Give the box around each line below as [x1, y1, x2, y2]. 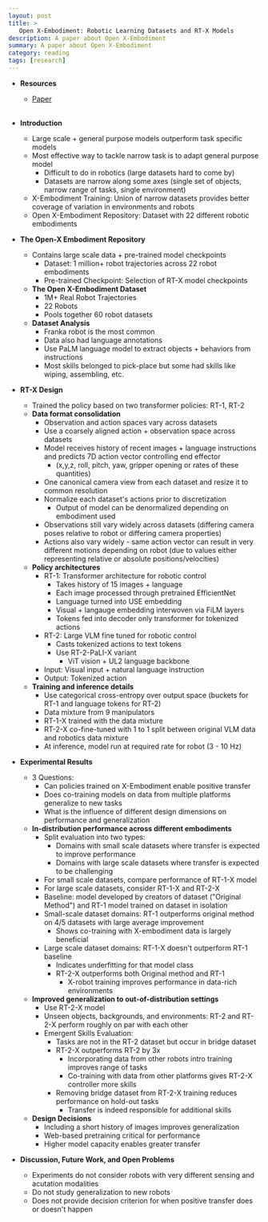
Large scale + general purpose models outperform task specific [31, 133, 242, 143]
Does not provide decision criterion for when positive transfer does [31, 1196, 254, 1205]
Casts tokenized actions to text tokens [55, 639, 182, 648]
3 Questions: [31, 772, 74, 782]
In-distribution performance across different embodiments [31, 823, 232, 833]
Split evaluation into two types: [43, 832, 146, 842]
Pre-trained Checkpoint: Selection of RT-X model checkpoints [43, 275, 248, 285]
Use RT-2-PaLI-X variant [55, 648, 138, 657]
